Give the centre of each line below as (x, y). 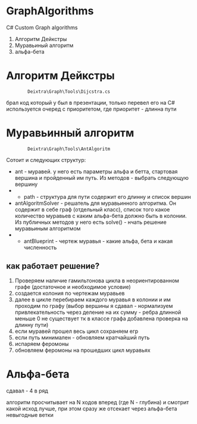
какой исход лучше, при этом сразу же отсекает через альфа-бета (92, 409)
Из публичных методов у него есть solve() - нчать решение (90, 222)
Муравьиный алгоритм (44, 45)
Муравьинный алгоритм (70, 133)
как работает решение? (53, 266)
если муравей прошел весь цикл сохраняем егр (76, 331)
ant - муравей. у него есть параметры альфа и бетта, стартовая (96, 172)
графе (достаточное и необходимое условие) (73, 286)
